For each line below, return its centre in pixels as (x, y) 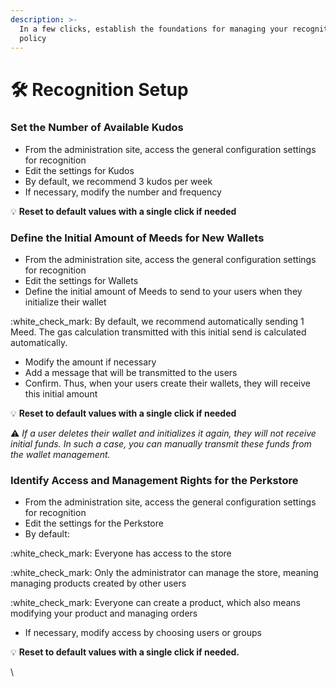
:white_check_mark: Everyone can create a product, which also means (155, 603)
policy (33, 38)
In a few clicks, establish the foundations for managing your (153, 29)
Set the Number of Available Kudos (97, 128)
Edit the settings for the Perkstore (94, 523)
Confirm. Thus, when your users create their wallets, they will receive (167, 383)
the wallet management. (60, 455)
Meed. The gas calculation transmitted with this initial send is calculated (158, 332)
